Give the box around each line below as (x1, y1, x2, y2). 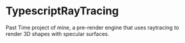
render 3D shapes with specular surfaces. (5, 30, 109, 37)
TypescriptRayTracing (5, 4, 119, 18)
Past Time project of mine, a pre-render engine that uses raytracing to (5, 24, 180, 31)
